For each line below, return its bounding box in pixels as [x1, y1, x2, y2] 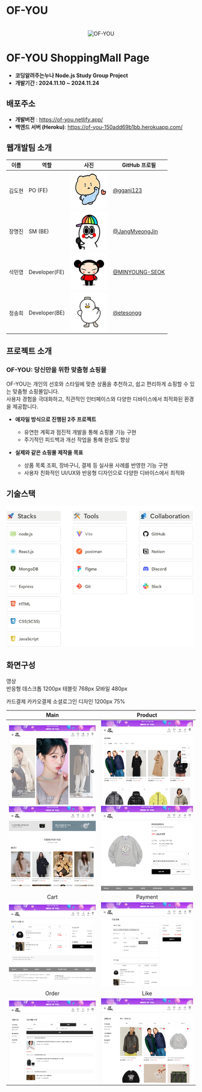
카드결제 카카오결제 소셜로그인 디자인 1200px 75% [6, 697, 126, 705]
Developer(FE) [28, 268, 65, 275]
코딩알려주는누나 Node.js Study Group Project [14, 72, 128, 79]
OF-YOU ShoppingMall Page [6, 51, 150, 65]
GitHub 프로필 [121, 162, 156, 169]
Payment [136, 893, 158, 901]
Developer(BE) [28, 309, 65, 316]
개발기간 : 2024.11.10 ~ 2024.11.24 [14, 79, 100, 86]
